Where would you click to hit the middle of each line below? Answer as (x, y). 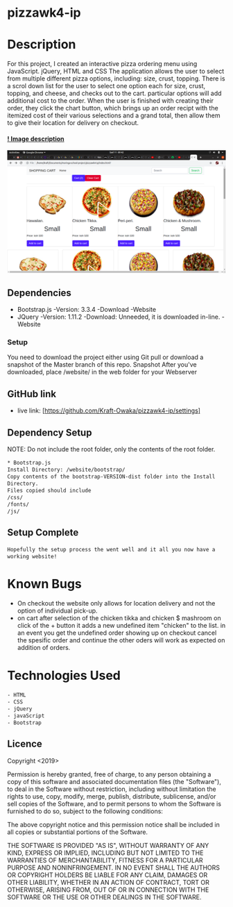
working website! (32, 556)
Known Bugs (44, 584)
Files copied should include (49, 491)
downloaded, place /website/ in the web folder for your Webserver (102, 372)
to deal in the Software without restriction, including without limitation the (112, 789)
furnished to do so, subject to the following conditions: (85, 811)
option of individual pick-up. (58, 610)
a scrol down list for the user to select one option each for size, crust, (106, 86)
